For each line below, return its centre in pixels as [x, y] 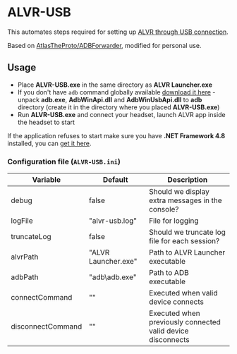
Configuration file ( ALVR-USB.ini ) [64, 161]
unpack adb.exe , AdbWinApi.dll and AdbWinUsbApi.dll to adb [110, 99]
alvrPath [25, 257]
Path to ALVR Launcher [187, 252]
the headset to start [46, 122]
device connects [177, 302]
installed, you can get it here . [49, 143]
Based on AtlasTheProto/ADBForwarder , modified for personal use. [104, 45]
